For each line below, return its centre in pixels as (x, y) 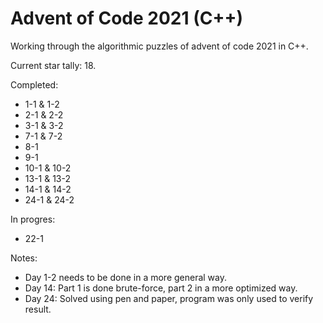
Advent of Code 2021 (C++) (126, 18)
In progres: (33, 219)
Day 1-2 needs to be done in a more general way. (126, 277)
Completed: (34, 84)
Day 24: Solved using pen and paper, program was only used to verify (169, 298)
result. (38, 309)
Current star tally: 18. (53, 65)
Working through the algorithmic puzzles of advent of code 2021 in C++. (159, 46)
